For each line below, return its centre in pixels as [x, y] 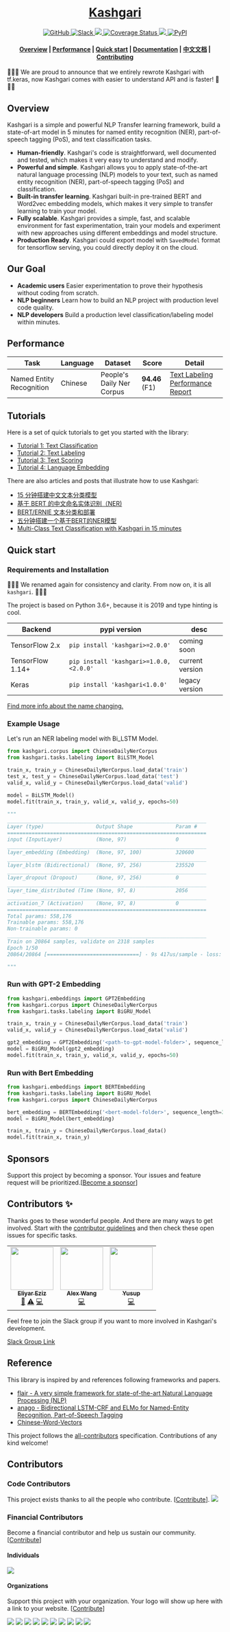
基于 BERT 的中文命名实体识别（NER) [69, 504]
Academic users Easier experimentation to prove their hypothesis [110, 285]
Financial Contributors [45, 1517]
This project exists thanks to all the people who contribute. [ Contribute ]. [108, 1500]
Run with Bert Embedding [50, 1073]
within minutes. [38, 322]
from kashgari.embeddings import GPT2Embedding [76, 999]
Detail [194, 363]
